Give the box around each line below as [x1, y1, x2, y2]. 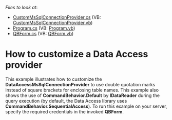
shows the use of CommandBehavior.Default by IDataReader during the [5, 92, 160, 99]
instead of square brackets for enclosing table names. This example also [5, 87, 159, 93]
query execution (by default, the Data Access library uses [5, 98, 127, 104]
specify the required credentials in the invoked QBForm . [5, 108, 124, 114]
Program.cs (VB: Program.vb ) [12, 25, 75, 31]
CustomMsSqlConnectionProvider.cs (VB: [12, 14, 101, 20]
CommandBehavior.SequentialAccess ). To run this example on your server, [5, 103, 167, 109]
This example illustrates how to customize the [5, 76, 102, 82]
